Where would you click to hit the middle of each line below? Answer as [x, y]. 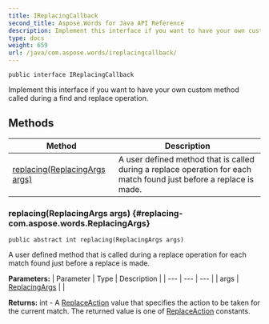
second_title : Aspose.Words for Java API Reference [96, 23]
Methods [31, 124]
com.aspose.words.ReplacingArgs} [79, 223]
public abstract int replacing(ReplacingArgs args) [96, 240]
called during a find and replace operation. [78, 98]
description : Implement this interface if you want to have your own [127, 30]
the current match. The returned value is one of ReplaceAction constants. [129, 311]
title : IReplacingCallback [53, 16]
